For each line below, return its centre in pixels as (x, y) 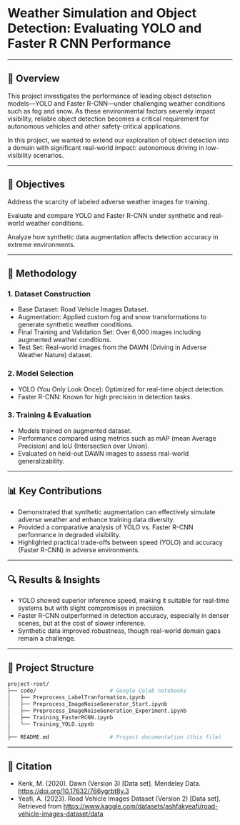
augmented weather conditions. (65, 340)
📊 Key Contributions (55, 491)
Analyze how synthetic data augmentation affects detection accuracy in (113, 236)
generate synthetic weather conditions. (75, 325)
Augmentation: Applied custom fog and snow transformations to (112, 317)
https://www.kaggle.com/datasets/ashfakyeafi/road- (141, 806)
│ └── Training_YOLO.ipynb (51, 724)
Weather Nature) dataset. (55, 355)
